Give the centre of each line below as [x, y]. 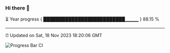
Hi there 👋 [18, 8]
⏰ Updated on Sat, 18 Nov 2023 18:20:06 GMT [54, 35]
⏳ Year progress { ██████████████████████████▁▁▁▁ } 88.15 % [82, 19]
